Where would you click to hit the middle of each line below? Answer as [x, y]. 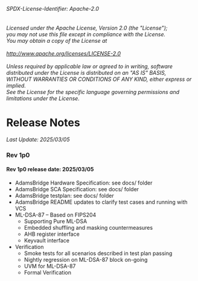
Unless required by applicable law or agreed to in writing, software [90, 66]
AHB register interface [52, 234]
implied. [16, 86]
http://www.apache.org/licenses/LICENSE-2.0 [64, 53]
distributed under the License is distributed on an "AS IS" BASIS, [86, 73]
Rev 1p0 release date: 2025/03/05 [50, 169]
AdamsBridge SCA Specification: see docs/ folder [77, 189]
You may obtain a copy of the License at [57, 41]
